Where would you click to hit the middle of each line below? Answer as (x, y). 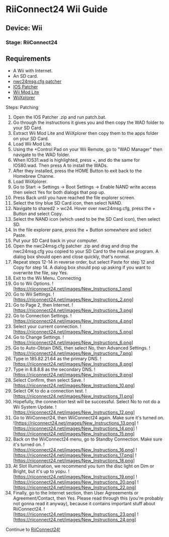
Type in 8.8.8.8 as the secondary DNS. (53, 369)
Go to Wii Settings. (32, 295)
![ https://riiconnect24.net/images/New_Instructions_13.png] (74, 423)
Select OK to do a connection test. (49, 391)
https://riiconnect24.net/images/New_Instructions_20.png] (75, 482)
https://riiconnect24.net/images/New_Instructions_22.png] (75, 487)
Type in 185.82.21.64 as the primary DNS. (56, 359)
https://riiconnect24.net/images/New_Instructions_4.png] (74, 321)
